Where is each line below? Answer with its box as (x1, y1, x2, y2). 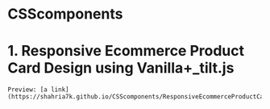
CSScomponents (7, 5, 123, 23)
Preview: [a (7, 86, 48, 94)
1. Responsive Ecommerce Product (7, 42, 245, 61)
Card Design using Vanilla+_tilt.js (7, 59, 235, 78)
